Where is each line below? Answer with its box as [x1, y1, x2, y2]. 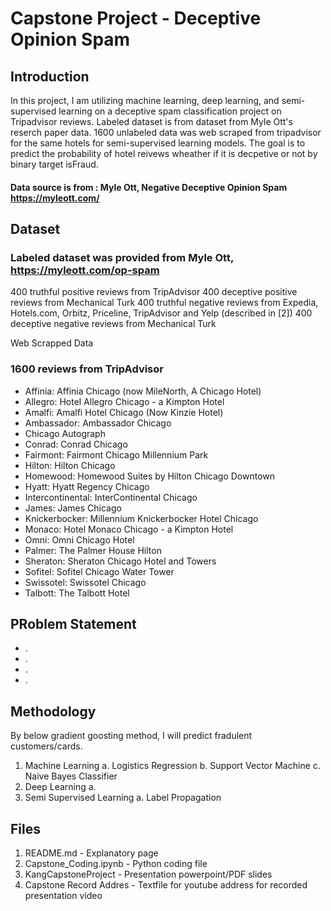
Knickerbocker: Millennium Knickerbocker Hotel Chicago [24, 512, 259, 524]
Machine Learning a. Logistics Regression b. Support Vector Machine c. [24, 760, 321, 772]
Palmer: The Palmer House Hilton [24, 544, 162, 556]
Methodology [10, 703, 97, 720]
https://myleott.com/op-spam [10, 263, 160, 277]
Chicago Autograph [24, 427, 106, 439]
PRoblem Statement [10, 615, 137, 632]
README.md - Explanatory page [24, 847, 159, 859]
